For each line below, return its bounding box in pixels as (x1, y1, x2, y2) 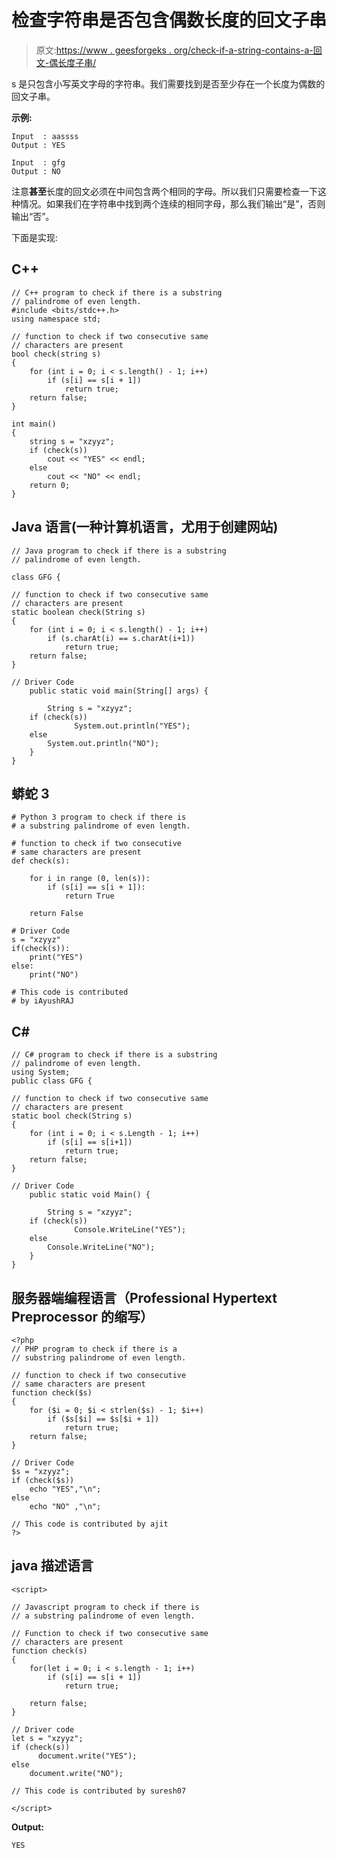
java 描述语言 (11, 1557, 94, 1575)
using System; (11, 1067, 71, 1078)
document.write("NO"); (29, 1768, 124, 1778)
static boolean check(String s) (11, 607, 146, 617)
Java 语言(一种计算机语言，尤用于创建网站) (11, 519, 279, 536)
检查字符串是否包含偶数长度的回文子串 (11, 9, 328, 32)
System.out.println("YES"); (74, 721, 191, 731)
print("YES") (29, 952, 84, 963)
